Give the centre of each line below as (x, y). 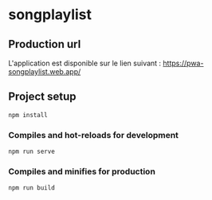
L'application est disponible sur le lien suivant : (85, 63)
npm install (28, 115)
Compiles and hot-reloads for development (94, 135)
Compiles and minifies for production (82, 171)
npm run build (32, 188)
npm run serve (32, 152)
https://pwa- (183, 63)
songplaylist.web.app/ (45, 72)
